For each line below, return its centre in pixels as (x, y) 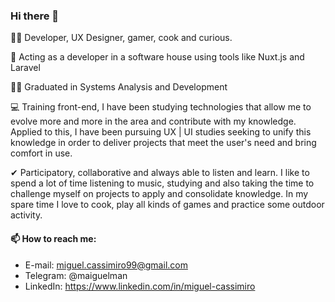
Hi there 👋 (35, 16)
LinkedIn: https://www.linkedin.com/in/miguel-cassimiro (140, 286)
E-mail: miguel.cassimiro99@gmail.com (106, 265)
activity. (26, 215)
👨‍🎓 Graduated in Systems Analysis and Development (119, 87)
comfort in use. (41, 153)
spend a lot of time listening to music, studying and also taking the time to (162, 183)
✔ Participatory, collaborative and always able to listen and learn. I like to (160, 173)
